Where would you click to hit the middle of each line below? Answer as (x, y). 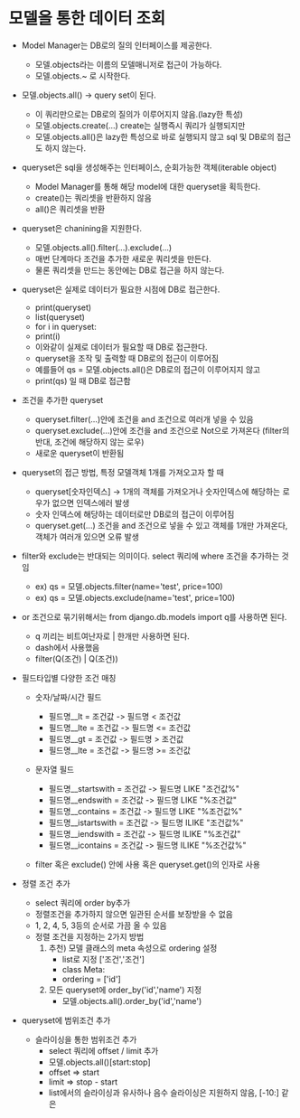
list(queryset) (60, 316)
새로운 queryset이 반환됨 (80, 453)
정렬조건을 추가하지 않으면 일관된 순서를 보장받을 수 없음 (134, 914)
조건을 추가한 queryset (62, 399)
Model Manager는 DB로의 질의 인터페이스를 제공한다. (117, 45)
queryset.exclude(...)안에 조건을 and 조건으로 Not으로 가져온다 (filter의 (162, 430)
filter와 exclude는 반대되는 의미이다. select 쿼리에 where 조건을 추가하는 (150, 556)
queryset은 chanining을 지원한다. (81, 228)
